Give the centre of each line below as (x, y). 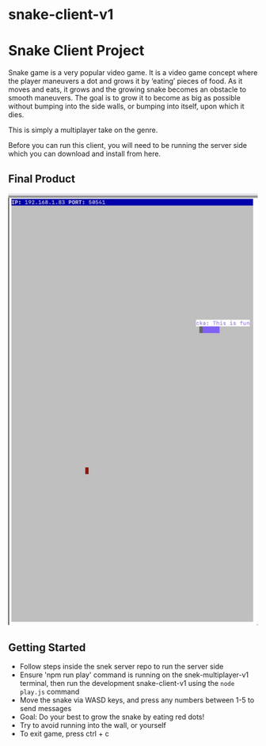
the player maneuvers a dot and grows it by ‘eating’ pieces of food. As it (125, 81)
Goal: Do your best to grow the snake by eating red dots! (112, 717)
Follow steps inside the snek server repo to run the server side (122, 666)
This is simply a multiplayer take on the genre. (83, 130)
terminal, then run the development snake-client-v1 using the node (127, 683)
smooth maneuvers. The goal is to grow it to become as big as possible (125, 98)
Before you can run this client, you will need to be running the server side (128, 146)
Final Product (42, 178)
